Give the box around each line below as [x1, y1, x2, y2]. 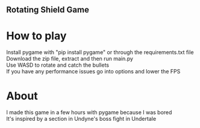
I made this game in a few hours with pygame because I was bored [6, 109, 172, 116]
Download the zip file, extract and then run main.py [6, 55, 134, 62]
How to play [6, 29, 67, 43]
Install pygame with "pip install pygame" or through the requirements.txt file [6, 49, 194, 56]
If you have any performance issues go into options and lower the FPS [6, 68, 181, 75]
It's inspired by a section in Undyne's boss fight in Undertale [6, 115, 157, 123]
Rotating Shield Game [6, 5, 89, 15]
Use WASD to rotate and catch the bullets [6, 61, 110, 69]
